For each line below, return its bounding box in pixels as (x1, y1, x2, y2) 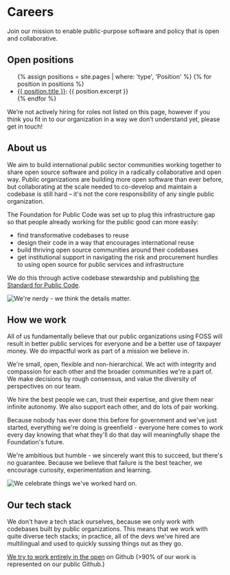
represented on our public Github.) (7, 560, 105, 568)
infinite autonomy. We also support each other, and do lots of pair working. (7, 403, 218, 411)
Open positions (7, 54, 74, 66)
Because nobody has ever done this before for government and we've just (7, 416, 218, 424)
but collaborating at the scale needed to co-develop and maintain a (7, 182, 197, 191)
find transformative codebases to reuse (16, 231, 129, 239)
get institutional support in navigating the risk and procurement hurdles (16, 252, 218, 261)
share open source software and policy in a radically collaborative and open (7, 168, 222, 176)
